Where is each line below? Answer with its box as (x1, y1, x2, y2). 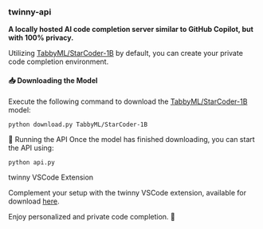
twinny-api (8, 6, 52, 18)
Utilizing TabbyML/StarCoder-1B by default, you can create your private (8, 49, 243, 58)
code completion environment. (8, 57, 109, 66)
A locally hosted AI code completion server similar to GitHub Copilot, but (8, 25, 253, 34)
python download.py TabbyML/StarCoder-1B (8, 120, 148, 128)
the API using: (8, 143, 54, 153)
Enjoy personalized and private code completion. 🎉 (8, 212, 175, 222)
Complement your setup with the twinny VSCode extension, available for (8, 188, 247, 198)
